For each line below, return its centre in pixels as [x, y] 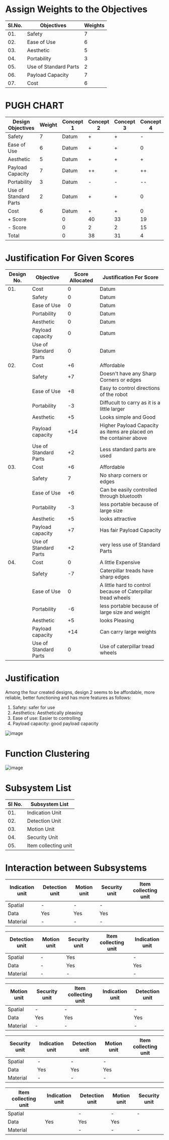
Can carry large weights [128, 631]
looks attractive [118, 519]
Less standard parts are [128, 449]
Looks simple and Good [128, 417]
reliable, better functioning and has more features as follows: [68, 698]
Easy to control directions [130, 388]
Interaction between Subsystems [76, 868]
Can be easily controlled [129, 489]
